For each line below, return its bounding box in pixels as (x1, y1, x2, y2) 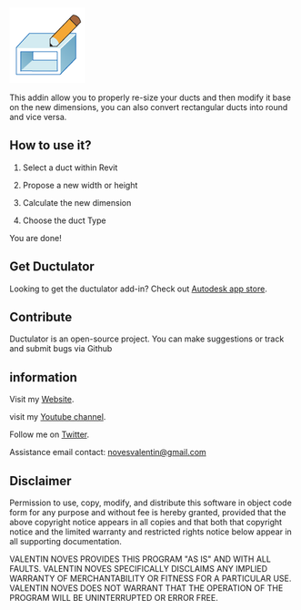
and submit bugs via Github (9, 343, 113, 354)
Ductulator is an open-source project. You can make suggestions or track (9, 333, 285, 344)
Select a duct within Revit (22, 162, 118, 173)
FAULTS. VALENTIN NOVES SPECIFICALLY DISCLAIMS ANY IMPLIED (9, 564, 268, 574)
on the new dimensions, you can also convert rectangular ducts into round (9, 102, 288, 112)
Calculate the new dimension (22, 197, 132, 208)
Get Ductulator (9, 259, 95, 275)
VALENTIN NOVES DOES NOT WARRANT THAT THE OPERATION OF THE (9, 583, 284, 594)
